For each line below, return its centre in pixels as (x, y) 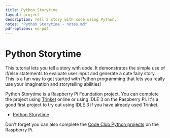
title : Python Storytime (31, 10)
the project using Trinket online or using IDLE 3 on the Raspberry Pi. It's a (82, 99)
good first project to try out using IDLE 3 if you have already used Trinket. (82, 105)
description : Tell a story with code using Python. (61, 19)
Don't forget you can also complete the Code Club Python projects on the (82, 124)
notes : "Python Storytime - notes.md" (46, 24)
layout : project (22, 15)
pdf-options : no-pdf (27, 29)
